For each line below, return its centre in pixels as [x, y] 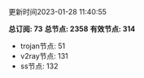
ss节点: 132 [39, 66]
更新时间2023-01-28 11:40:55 [58, 12]
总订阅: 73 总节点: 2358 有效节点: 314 [72, 29]
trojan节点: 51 [43, 46]
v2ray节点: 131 [44, 56]
